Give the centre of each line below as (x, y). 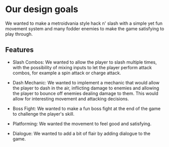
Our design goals (42, 9)
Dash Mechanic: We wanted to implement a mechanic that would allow (86, 82)
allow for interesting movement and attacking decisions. (71, 99)
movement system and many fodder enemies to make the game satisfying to (85, 28)
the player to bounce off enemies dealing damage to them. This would (86, 93)
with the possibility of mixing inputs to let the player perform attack (82, 67)
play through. (19, 34)
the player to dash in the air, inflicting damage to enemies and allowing (86, 88)
